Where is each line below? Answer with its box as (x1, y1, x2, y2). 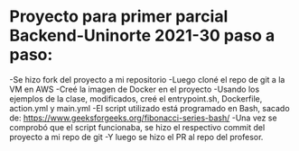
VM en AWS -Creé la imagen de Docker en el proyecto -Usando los (9, 84, 260, 94)
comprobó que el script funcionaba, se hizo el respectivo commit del (9, 121, 266, 132)
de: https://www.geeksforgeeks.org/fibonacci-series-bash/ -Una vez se (9, 112, 277, 123)
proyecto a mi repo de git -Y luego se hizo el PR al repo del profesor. (9, 131, 264, 142)
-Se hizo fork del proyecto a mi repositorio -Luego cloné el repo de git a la (9, 74, 285, 84)
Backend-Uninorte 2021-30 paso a (9, 25, 276, 46)
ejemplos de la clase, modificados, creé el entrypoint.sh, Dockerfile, (9, 93, 263, 104)
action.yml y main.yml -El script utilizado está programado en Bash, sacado (9, 102, 291, 113)
